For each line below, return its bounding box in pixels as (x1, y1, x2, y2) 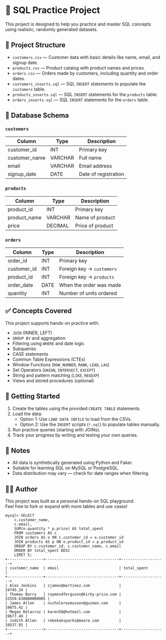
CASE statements (12, 351, 48, 357)
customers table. (12, 86, 46, 92)
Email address (79, 163, 112, 170)
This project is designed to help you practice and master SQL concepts (5, 21, 151, 27)
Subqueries (12, 345, 36, 352)
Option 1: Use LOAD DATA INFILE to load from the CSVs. (19, 416, 132, 422)
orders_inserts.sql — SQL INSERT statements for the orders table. (12, 97, 149, 103)
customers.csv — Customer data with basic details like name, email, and (12, 54, 161, 60)
